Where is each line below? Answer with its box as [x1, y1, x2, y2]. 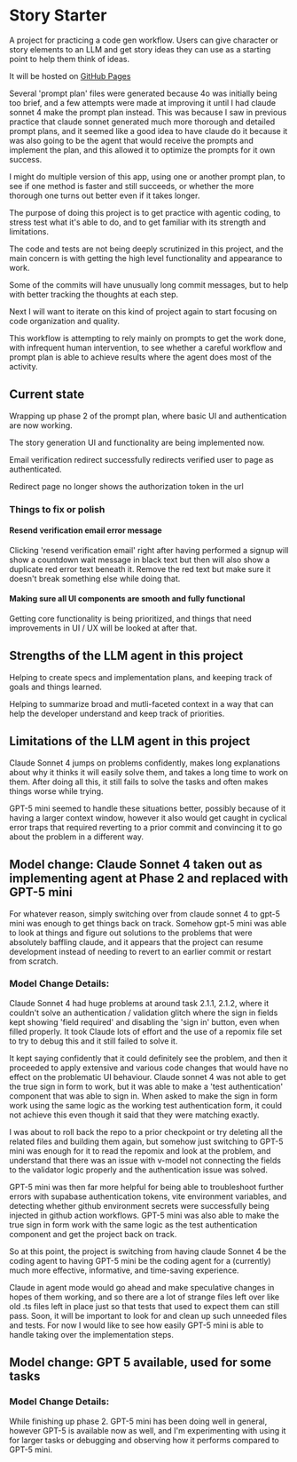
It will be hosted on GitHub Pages [9, 70, 131, 81]
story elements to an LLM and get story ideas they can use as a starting [9, 44, 271, 54]
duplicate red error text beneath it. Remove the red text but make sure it [9, 563, 271, 574]
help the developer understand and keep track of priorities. [9, 708, 225, 719]
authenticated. [9, 464, 62, 474]
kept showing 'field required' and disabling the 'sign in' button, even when [9, 1016, 280, 1027]
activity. [9, 361, 38, 371]
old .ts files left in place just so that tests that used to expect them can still [9, 1300, 279, 1311]
